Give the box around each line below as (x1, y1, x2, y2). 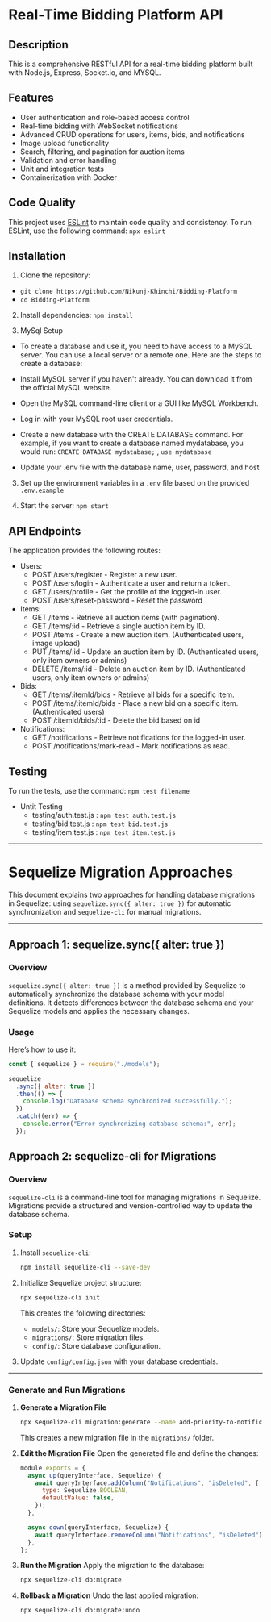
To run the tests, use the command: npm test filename (8, 786, 190, 796)
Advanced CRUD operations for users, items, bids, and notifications (19, 129, 245, 139)
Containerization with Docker (19, 172, 117, 182)
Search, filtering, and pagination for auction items (19, 147, 186, 156)
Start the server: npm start (19, 501, 109, 511)
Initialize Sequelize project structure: (19, 1278, 142, 1287)
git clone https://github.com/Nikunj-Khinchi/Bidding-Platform (19, 288, 238, 296)
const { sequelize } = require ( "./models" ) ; (8, 1060, 161, 1068)
